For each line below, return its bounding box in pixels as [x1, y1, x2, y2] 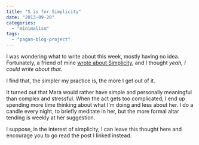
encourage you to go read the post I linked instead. [6, 132, 132, 139]
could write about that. [6, 66, 63, 72]
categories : [6, 20, 36, 26]
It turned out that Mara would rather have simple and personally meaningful [6, 89, 192, 95]
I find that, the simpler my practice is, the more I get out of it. [6, 77, 155, 84]
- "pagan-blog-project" [11, 36, 71, 42]
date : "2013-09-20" [6, 14, 55, 20]
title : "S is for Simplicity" [6, 8, 82, 15]
